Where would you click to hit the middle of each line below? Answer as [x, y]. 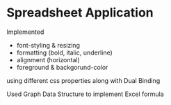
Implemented [25, 32]
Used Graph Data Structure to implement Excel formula [85, 94]
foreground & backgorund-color [62, 67]
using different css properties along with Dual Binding [83, 80]
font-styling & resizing [48, 45]
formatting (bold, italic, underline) [64, 52]
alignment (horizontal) [48, 59]
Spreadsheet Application [80, 13]
